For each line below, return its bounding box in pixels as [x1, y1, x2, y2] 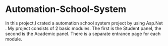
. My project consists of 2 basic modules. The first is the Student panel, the [5, 25, 161, 31]
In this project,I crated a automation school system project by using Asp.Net [5, 20, 163, 26]
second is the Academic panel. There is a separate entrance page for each [5, 30, 161, 36]
